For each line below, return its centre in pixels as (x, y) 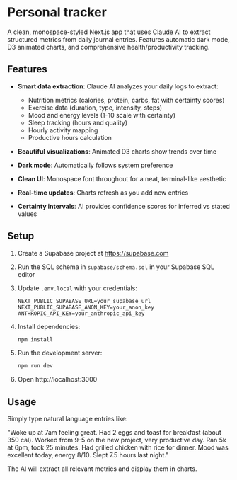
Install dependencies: (49, 326)
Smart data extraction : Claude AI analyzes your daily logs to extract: (118, 86)
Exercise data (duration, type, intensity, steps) (95, 108)
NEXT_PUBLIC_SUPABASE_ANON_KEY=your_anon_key (86, 307)
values (27, 214)
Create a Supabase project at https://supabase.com (93, 253)
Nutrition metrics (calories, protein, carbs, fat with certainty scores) (126, 100)
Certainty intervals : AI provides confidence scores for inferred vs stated (123, 206)
